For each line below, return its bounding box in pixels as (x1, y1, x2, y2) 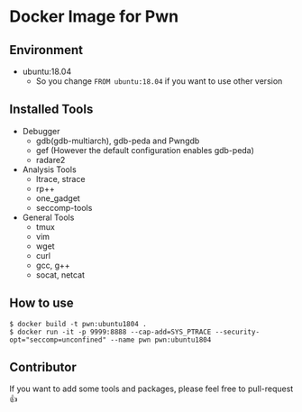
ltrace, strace (35, 173, 86, 184)
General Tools (22, 212, 75, 223)
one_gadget (35, 192, 81, 204)
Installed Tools (9, 102, 94, 117)
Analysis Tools (22, 164, 77, 175)
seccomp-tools (35, 202, 93, 213)
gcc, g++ (35, 260, 70, 270)
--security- (215, 327, 260, 336)
